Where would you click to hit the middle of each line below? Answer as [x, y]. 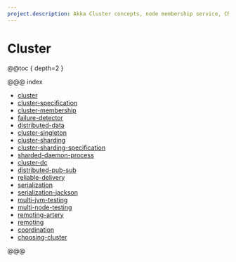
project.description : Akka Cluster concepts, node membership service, [114, 14]
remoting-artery [41, 214]
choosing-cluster [42, 237]
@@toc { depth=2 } [35, 68]
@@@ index [25, 81]
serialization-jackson [48, 192]
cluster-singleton [42, 132]
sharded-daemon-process [56, 155]
